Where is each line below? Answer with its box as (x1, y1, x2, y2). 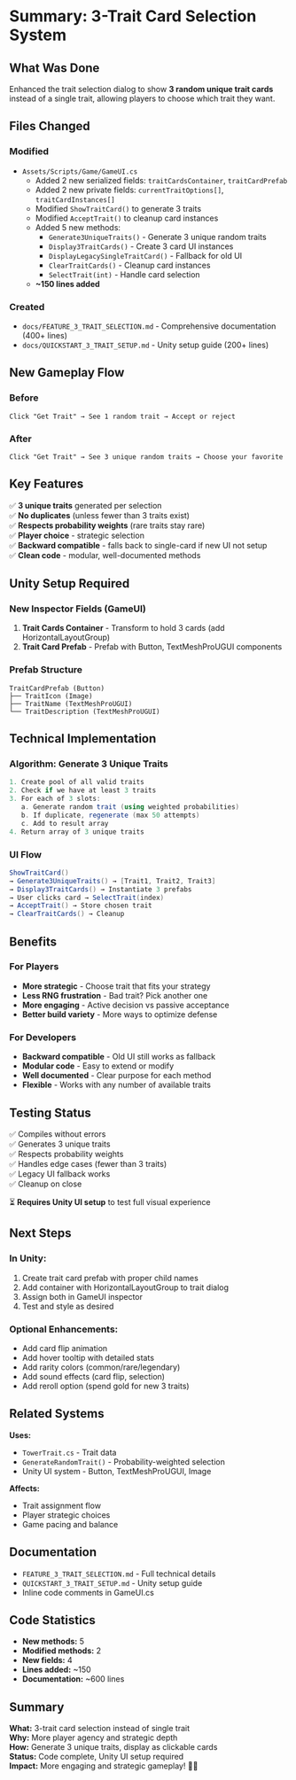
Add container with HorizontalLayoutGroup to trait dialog (21, 1282, 229, 1293)
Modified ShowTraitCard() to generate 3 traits (35, 203, 202, 214)
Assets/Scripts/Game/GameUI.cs (21, 167, 138, 176)
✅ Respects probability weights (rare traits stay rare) (9, 520, 206, 531)
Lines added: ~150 (21, 1664, 91, 1675)
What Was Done (9, 60, 100, 75)
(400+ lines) (21, 330, 68, 340)
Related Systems (9, 1406, 105, 1421)
